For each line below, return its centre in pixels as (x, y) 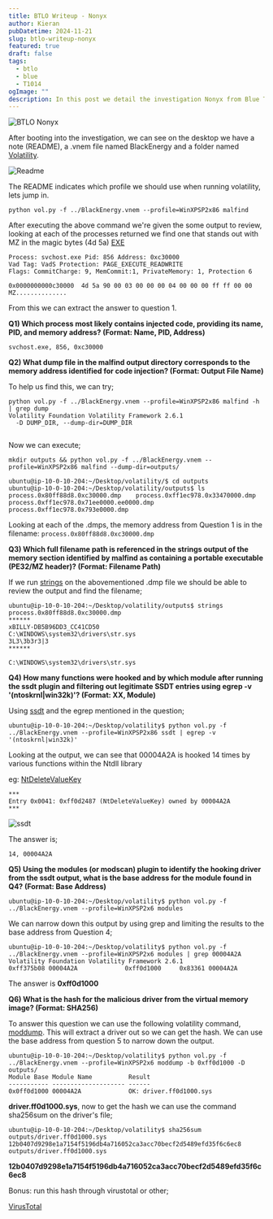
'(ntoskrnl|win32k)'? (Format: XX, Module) (82, 695)
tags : (17, 62)
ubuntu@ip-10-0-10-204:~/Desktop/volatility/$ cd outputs (108, 482)
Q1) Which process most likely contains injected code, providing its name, (136, 324)
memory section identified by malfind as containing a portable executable (136, 558)
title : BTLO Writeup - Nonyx (58, 16)
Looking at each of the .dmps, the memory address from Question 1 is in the (135, 525)
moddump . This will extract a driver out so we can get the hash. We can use (136, 1032)
